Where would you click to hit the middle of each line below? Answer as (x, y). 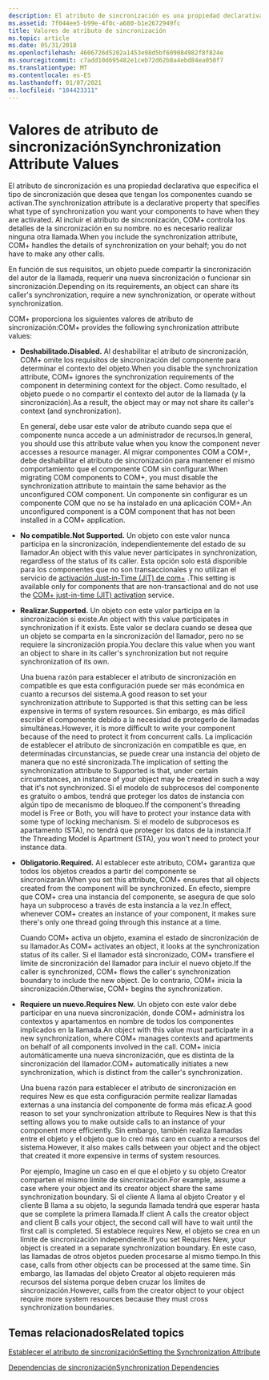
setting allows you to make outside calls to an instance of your (122, 1122)
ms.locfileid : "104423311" (53, 90)
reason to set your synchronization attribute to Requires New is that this (138, 1113)
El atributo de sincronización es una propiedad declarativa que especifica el (133, 186)
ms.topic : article (39, 38)
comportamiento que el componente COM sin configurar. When (124, 469)
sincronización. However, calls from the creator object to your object (132, 1290)
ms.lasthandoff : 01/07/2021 (55, 82)
